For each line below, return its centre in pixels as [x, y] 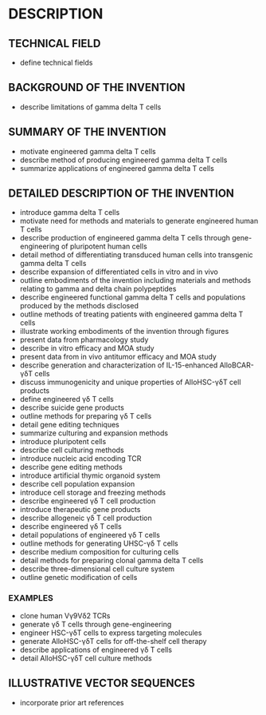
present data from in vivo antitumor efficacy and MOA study [118, 357]
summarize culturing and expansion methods [94, 433]
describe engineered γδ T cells [70, 526]
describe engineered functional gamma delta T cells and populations [133, 297]
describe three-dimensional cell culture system [97, 569]
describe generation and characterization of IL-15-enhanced [119, 365]
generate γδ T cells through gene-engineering [96, 624]
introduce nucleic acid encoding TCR [80, 459]
